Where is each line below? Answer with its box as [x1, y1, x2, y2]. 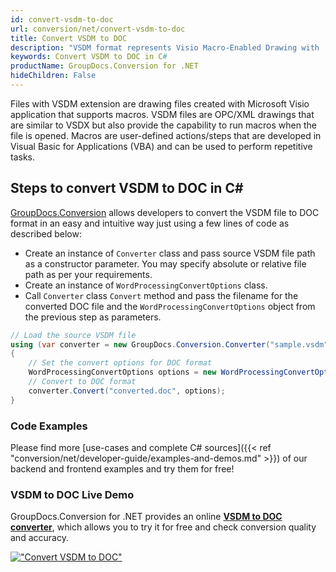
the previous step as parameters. [24, 311, 162, 323]
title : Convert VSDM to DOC [10, 33, 128, 43]
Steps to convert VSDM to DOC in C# [10, 180, 244, 197]
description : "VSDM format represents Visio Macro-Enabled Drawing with [10, 42, 320, 53]
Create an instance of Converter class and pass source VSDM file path [24, 247, 316, 259]
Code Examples [10, 419, 88, 433]
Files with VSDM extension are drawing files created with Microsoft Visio [10, 97, 310, 110]
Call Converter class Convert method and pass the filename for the [24, 289, 299, 301]
